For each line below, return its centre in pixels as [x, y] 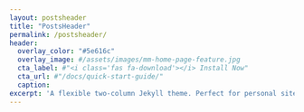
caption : [34, 85]
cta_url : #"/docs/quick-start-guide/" [91, 77]
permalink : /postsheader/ [58, 34]
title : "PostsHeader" [50, 26]
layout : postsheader [48, 18]
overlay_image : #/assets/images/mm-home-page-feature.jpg [129, 60]
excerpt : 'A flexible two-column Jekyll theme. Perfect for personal [143, 93]
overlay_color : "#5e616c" [66, 51]
